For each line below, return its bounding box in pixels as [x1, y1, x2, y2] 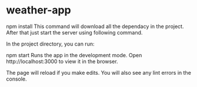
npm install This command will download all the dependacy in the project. [6, 23, 184, 30]
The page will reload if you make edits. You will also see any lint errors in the [6, 69, 191, 76]
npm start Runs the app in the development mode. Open [6, 51, 142, 58]
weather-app [6, 4, 72, 17]
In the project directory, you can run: [6, 40, 95, 47]
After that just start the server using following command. [6, 29, 143, 36]
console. [6, 75, 28, 82]
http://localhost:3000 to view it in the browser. [6, 58, 119, 65]
